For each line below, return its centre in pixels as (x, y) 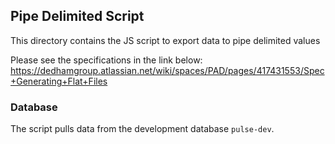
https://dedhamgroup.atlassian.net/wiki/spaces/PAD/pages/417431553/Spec (167, 70)
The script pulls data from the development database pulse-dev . (142, 129)
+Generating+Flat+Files (59, 81)
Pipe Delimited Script (77, 16)
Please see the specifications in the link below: (106, 60)
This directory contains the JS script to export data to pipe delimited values (165, 40)
